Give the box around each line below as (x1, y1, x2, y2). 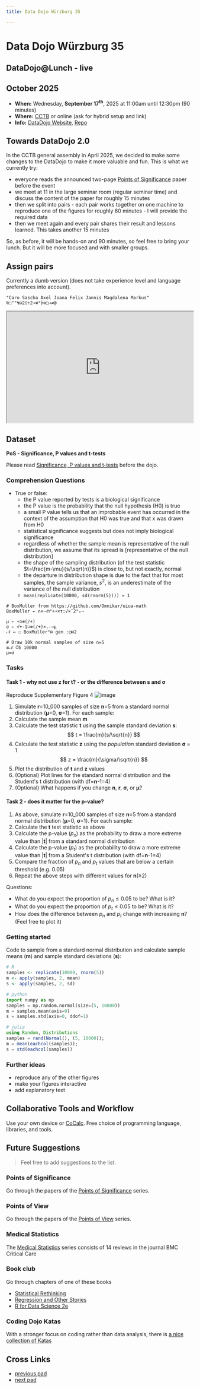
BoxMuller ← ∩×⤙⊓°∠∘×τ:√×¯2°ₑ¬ (6, 608, 84, 614)
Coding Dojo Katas (6, 1317, 61, 1325)
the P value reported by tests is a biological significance (23, 496, 160, 503)
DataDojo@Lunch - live (6, 63, 93, 73)
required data (14, 214, 48, 221)
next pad (14, 1376, 37, 1383)
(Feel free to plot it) (14, 918, 62, 925)
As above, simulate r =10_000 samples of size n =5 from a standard (14, 811, 176, 818)
